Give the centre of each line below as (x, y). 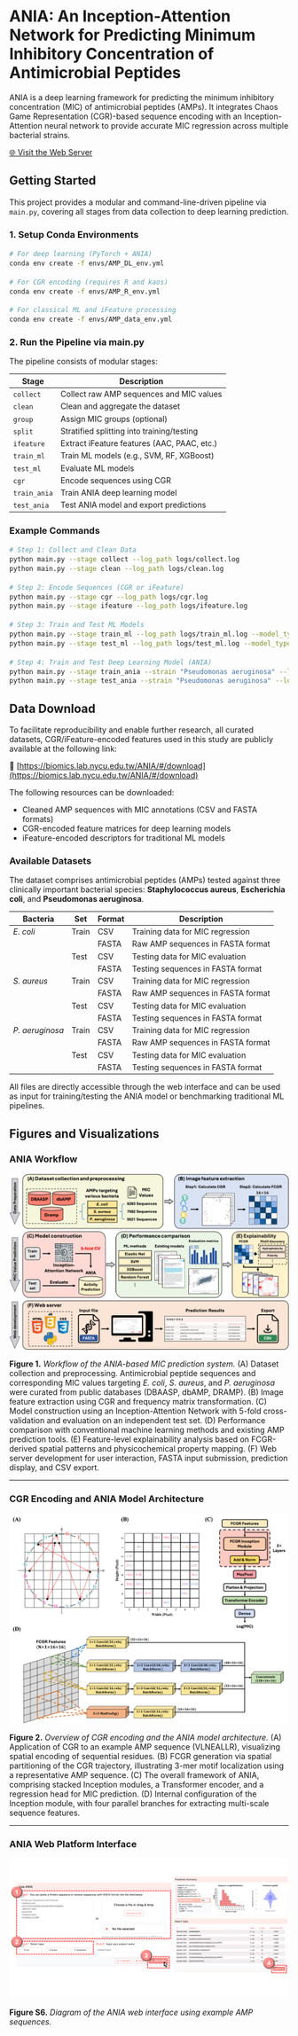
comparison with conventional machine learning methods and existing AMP (147, 1430)
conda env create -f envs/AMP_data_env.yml (91, 320)
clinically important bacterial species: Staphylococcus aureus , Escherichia (147, 889)
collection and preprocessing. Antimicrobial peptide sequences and (133, 1374)
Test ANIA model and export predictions (133, 505)
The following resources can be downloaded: (92, 793)
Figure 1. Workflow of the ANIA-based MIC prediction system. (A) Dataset (144, 1364)
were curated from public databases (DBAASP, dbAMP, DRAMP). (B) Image (146, 1392)
